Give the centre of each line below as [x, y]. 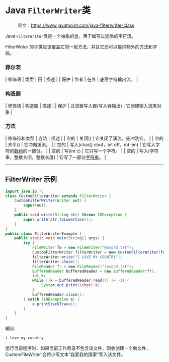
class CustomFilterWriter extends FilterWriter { [58, 196]
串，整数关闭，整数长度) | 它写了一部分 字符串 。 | [56, 157]
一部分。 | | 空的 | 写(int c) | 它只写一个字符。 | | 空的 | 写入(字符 [93, 151]
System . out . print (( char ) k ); [71, 285]
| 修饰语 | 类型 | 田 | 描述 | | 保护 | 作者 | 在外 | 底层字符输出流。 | [72, 79]
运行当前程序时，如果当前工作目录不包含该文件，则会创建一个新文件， [78, 348]
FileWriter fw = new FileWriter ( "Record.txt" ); [83, 248]
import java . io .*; [24, 191]
